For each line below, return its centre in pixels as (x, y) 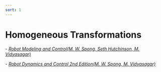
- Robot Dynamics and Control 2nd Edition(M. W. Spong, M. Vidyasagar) (80, 64)
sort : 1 (13, 10)
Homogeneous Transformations (73, 34)
